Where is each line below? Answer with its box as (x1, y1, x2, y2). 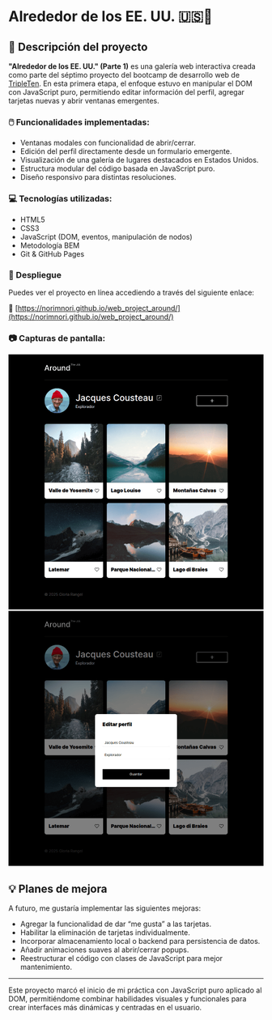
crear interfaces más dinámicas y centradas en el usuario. (8, 1003, 202, 1012)
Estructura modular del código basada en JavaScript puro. (19, 164, 216, 173)
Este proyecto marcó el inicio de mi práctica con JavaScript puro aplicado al (8, 985, 262, 995)
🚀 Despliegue (8, 269, 62, 280)
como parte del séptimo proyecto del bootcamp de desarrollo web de (8, 70, 240, 79)
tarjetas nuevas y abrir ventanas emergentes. (8, 96, 159, 105)
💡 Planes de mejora (8, 882, 108, 895)
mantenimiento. (19, 963, 73, 971)
